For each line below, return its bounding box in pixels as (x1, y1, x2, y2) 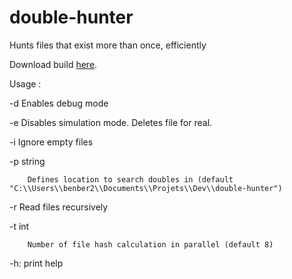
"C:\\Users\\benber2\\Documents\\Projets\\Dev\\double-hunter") (9, 183, 283, 193)
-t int (9, 220, 30, 232)
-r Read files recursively (9, 201, 109, 213)
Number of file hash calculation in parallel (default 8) (27, 239, 274, 250)
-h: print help (9, 257, 64, 269)
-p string (9, 155, 46, 167)
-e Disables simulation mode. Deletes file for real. (9, 116, 213, 128)
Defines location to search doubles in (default (27, 174, 234, 185)
